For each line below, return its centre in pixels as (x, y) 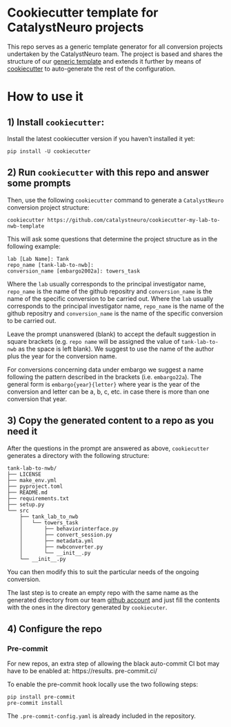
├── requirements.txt (38, 498)
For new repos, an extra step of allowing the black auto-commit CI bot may (113, 664)
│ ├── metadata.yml (57, 541)
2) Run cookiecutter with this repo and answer (108, 173)
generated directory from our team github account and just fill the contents (114, 600)
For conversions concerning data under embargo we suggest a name (106, 369)
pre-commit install (35, 703)
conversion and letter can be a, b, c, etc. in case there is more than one (108, 392)
